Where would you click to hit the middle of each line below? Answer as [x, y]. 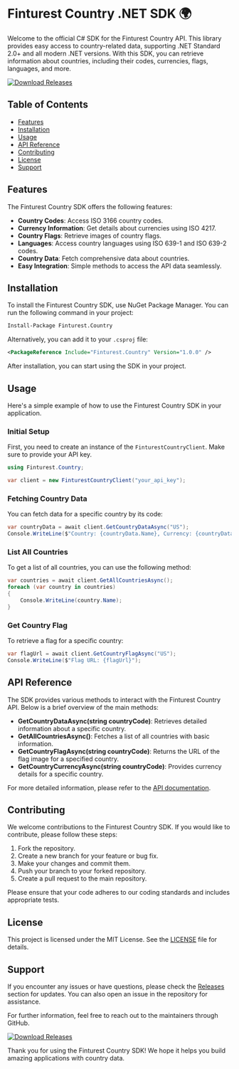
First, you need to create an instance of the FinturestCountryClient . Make [116, 447]
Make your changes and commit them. [74, 863]
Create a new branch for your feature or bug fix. [88, 856]
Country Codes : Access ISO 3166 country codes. [90, 220]
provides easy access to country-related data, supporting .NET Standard [114, 46]
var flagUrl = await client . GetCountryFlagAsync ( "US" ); [92, 654]
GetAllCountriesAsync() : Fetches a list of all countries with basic [113, 736]
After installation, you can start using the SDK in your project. [97, 366]
